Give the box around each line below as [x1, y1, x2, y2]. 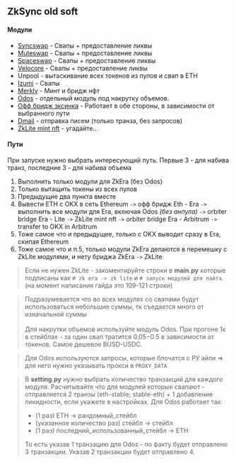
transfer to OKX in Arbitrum [17, 222, 98, 231]
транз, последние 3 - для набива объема [7, 163, 132, 172]
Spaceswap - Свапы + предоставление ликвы [17, 56, 156, 64]
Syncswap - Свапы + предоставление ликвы [17, 41, 153, 50]
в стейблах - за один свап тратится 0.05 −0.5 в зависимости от [24, 332, 215, 341]
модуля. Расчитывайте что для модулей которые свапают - [24, 382, 205, 391]
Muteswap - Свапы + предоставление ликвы [17, 49, 153, 57]
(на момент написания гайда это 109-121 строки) [24, 281, 173, 290]
